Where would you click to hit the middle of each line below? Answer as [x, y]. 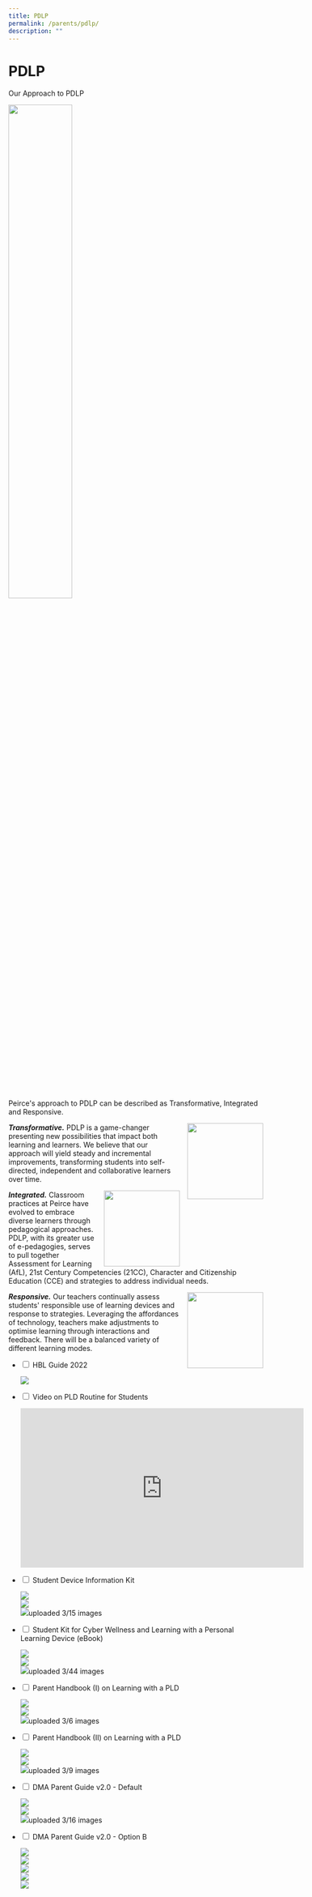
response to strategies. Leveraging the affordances [94, 1314]
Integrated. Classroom [46, 1195]
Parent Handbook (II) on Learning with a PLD [107, 1737]
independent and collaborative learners [105, 1170]
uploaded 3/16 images [65, 1820]
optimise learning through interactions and [79, 1331]
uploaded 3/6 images [63, 1721]
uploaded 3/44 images [66, 1671]
